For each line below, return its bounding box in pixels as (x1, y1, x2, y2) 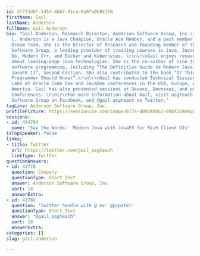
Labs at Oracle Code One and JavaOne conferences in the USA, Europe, (11, 81, 190, 87)
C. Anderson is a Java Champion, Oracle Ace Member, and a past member (11, 36, 193, 42)
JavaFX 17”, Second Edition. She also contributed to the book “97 (11, 70, 183, 76)
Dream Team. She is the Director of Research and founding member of (11, 42, 187, 48)
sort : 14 (11, 186, 33, 192)
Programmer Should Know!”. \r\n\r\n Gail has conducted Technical (11, 75, 174, 81)
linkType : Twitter (11, 152, 58, 158)
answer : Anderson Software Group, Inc (11, 180, 108, 186)
